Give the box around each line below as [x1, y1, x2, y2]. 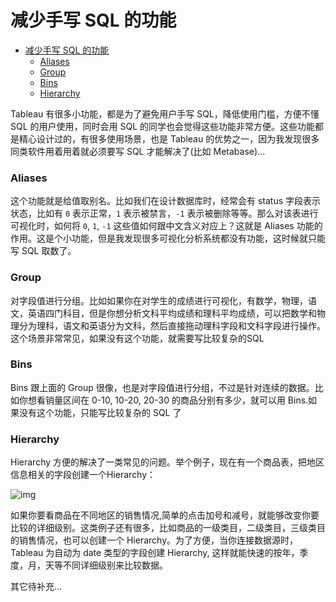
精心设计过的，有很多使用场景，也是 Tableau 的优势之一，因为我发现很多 [18, 132, 320, 145]
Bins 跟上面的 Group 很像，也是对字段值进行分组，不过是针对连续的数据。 [10, 381, 315, 393]
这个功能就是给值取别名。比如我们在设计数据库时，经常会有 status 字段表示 [10, 195, 322, 207]
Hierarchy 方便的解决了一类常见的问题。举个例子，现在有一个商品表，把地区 [10, 456, 325, 468]
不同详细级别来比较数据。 [62, 559, 168, 571]
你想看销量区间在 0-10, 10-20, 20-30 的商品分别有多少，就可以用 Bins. [18, 394, 309, 406]
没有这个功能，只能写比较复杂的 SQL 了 [18, 406, 182, 418]
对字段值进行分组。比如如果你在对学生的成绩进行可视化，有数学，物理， [10, 294, 308, 306]
